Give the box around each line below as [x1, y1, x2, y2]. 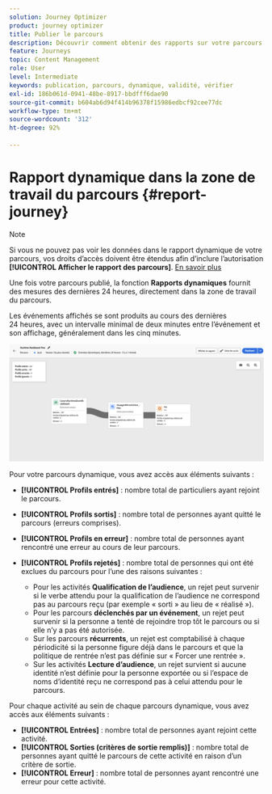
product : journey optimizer [9, 21, 104, 30]
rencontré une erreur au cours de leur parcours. [20, 543, 181, 552]
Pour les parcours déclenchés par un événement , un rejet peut [32, 608, 245, 618]
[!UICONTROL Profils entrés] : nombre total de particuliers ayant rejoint [20, 485, 260, 495]
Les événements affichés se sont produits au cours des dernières [9, 310, 227, 320]
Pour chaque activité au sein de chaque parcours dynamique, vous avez [9, 701, 249, 711]
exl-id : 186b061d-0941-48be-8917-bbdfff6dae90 [9, 90, 169, 98]
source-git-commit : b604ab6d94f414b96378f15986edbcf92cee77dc [9, 98, 223, 107]
